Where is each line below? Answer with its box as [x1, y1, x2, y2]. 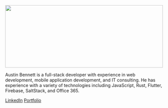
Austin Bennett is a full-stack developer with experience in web [5, 72, 136, 77]
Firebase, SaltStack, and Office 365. [5, 87, 80, 93]
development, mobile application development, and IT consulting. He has [5, 77, 156, 83]
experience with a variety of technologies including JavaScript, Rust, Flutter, [5, 82, 162, 88]
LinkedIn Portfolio [5, 97, 41, 103]
